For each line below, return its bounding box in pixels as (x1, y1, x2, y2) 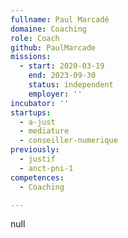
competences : (10, 172, 65, 183)
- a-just (19, 117, 56, 127)
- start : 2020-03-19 (19, 61, 105, 71)
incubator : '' (10, 98, 70, 108)
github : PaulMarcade (10, 42, 97, 53)
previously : (10, 145, 60, 155)
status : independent (28, 80, 114, 90)
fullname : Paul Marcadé (10, 14, 110, 25)
